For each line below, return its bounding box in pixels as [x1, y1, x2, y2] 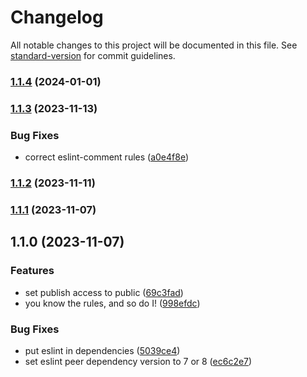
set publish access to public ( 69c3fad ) [24, 286, 184, 298]
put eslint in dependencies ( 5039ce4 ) [24, 344, 181, 356]
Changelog [10, 6, 104, 29]
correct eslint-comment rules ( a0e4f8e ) [24, 151, 190, 163]
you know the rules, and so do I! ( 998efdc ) [24, 297, 201, 309]
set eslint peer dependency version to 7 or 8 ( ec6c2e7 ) [24, 355, 253, 367]
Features [10, 264, 55, 278]
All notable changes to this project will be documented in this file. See [10, 39, 298, 51]
